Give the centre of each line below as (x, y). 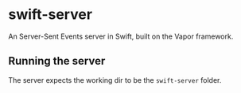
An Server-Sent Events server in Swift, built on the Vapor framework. (121, 36)
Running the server (57, 61)
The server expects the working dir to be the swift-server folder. (115, 80)
